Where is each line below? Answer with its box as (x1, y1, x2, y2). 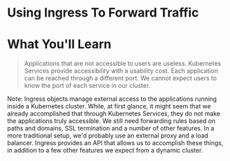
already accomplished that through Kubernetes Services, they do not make (7, 109, 221, 118)
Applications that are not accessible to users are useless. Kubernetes (23, 59, 222, 68)
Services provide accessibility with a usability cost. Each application (23, 67, 219, 75)
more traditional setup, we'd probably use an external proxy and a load (7, 131, 209, 140)
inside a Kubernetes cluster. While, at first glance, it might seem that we (7, 102, 211, 111)
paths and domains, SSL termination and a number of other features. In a (7, 124, 215, 133)
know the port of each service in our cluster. (23, 82, 151, 90)
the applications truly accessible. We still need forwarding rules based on (7, 117, 216, 125)
